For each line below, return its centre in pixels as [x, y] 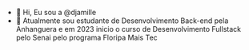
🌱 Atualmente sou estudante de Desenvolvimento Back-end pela [122, 21]
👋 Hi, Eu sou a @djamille [56, 12]
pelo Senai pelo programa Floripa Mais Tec [86, 37]
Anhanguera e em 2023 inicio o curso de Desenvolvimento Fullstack [129, 29]
